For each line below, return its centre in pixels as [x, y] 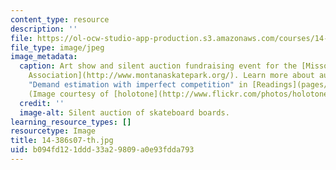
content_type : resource [60, 19]
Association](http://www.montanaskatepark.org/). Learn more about [171, 76]
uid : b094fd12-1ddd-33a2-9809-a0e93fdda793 [102, 150]
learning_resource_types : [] [71, 122]
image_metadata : [44, 57]
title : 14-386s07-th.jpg [62, 141]
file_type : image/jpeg [57, 47]
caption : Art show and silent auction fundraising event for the [158, 66]
